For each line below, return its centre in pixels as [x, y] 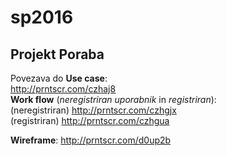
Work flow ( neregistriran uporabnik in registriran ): [113, 99]
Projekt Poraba [57, 54]
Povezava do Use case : [59, 78]
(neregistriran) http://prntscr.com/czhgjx [93, 110]
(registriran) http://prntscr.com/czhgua [90, 120]
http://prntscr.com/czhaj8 [63, 89]
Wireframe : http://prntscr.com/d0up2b [91, 140]
